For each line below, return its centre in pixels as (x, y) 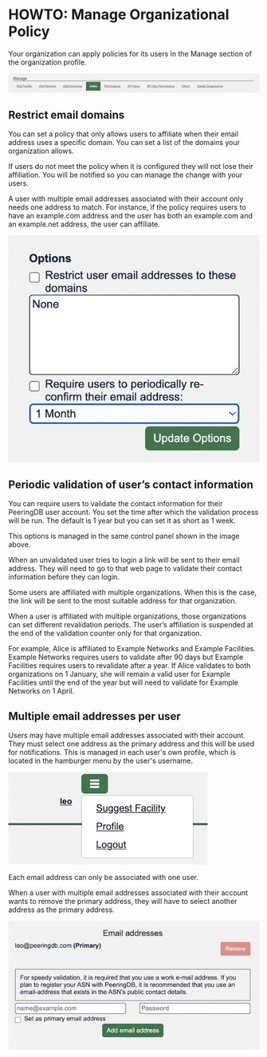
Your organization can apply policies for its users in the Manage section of (130, 53)
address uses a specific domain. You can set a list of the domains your (124, 143)
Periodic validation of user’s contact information (131, 485)
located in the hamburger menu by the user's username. (101, 761)
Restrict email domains (67, 114)
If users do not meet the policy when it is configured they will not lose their (131, 167)
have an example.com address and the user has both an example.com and (130, 216)
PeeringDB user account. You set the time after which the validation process (133, 513)
